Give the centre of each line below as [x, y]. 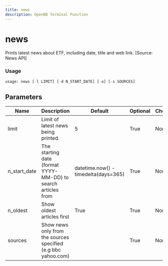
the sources [55, 238]
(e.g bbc [51, 250]
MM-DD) [52, 178]
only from [52, 231]
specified [52, 244]
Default [100, 111]
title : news [17, 10]
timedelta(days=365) [99, 174]
